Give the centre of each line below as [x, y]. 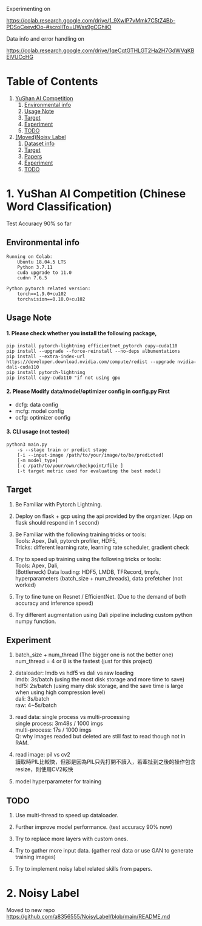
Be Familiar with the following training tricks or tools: [81, 534]
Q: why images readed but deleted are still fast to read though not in [100, 737]
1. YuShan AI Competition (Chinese [96, 194]
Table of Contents [52, 82]
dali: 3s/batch [32, 699]
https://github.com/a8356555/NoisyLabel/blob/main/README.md [88, 917]
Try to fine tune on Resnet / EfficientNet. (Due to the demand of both [101, 596]
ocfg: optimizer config [43, 418]
